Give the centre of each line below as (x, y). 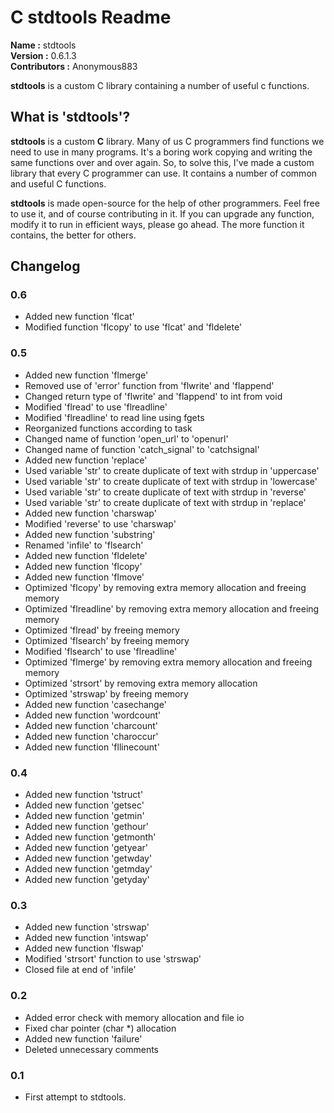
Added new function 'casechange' (95, 704)
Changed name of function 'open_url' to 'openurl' (126, 438)
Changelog (45, 266)
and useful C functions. (58, 183)
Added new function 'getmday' (88, 869)
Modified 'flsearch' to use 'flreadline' (101, 651)
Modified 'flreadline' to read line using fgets (114, 417)
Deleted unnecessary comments (91, 1049)
